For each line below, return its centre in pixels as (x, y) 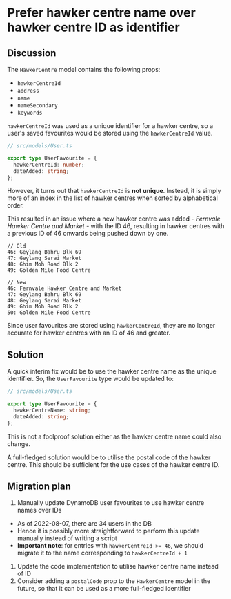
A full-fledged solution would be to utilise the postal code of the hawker (109, 457)
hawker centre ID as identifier (94, 27)
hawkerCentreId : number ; (49, 165)
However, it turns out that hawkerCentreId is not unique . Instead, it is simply (114, 191)
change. (19, 443)
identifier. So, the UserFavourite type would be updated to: (90, 379)
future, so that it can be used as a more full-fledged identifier (104, 589)
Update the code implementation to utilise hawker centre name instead (118, 566)
